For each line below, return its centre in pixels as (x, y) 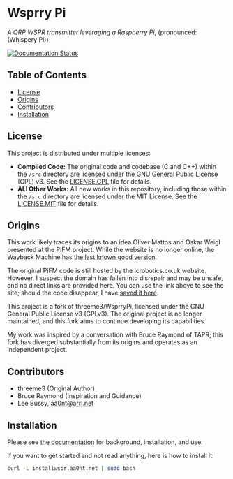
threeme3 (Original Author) (56, 388)
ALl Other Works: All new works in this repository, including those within (122, 189)
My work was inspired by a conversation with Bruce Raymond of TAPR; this (115, 335)
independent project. (37, 350)
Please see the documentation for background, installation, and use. (105, 442)
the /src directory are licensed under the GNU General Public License (118, 174)
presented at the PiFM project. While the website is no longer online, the (111, 250)
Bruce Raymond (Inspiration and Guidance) (79, 396)
